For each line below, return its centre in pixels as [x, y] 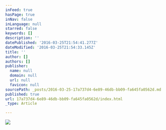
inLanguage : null [23, 24]
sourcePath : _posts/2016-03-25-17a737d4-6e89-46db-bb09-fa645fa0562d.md [83, 89]
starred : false [21, 29]
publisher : [17, 66]
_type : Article [21, 104]
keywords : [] [19, 33]
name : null [21, 71]
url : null [20, 80]
